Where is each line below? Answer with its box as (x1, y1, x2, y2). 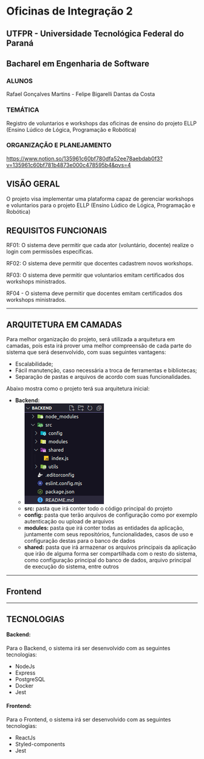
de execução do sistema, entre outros (24, 563, 120, 570)
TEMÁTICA (6, 106, 39, 114)
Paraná (6, 38, 34, 48)
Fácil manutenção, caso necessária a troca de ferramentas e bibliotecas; (15, 367, 197, 374)
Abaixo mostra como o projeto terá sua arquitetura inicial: (6, 385, 150, 392)
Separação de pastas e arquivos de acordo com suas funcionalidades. (15, 373, 192, 381)
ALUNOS (6, 77, 33, 85)
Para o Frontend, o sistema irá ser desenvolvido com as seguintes (6, 715, 171, 723)
